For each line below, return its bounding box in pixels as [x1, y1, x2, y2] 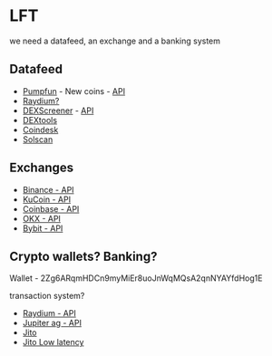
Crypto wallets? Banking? [9, 248, 158, 264]
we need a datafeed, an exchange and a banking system [9, 35, 220, 46]
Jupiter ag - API [22, 318, 82, 329]
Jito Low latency [22, 337, 84, 348]
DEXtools [22, 114, 57, 125]
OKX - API [22, 213, 62, 224]
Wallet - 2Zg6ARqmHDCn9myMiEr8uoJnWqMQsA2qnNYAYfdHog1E [9, 273, 263, 284]
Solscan [22, 133, 53, 145]
